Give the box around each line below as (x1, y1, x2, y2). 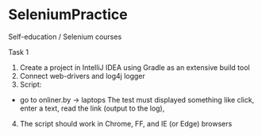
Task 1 (8, 47, 29, 56)
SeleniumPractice (8, 6, 129, 24)
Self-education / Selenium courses (8, 32, 122, 41)
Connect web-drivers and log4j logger (19, 71, 145, 80)
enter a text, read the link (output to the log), (19, 103, 165, 113)
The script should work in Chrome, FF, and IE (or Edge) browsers (19, 119, 233, 128)
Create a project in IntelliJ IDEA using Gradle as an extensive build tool (19, 62, 250, 72)
